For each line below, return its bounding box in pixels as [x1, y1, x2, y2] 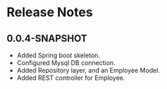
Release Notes [6, 4, 93, 20]
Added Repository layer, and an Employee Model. [16, 66, 160, 74]
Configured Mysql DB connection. [16, 59, 116, 67]
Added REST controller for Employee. [16, 73, 125, 82]
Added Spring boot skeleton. [16, 51, 100, 59]
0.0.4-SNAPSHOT [6, 32, 87, 44]
